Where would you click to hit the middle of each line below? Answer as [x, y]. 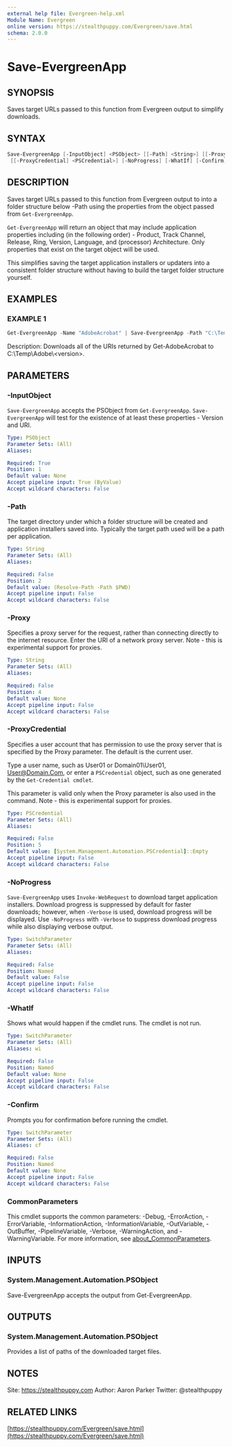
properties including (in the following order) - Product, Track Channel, [106, 234]
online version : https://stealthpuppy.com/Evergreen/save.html [100, 26]
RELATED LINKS [42, 1412]
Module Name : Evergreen [41, 20]
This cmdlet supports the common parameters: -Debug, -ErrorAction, [106, 1216]
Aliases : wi [24, 1049]
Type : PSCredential [35, 813]
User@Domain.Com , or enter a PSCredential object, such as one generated [114, 772]
